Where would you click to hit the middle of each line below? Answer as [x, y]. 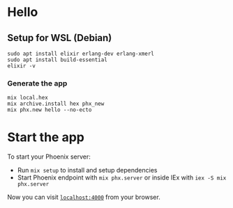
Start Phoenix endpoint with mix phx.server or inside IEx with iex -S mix [122, 177]
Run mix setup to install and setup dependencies [87, 170]
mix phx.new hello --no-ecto [50, 110]
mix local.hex [28, 98]
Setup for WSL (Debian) [60, 38]
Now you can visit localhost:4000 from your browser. [84, 197]
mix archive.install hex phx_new [56, 104]
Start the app [46, 137]
